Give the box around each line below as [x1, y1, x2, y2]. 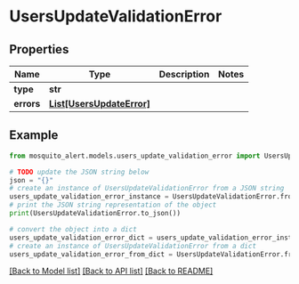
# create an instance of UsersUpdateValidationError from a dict [9, 241, 256, 250]
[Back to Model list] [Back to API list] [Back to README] [9, 265, 214, 277]
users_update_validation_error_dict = [9, 233, 153, 242]
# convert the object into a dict [9, 224, 138, 233]
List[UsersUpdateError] [48, 98, 151, 110]
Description [158, 69, 210, 80]
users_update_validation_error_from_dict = [9, 249, 174, 259]
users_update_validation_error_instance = [9, 192, 169, 201]
